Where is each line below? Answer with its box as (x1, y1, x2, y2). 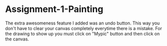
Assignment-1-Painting (5, 3, 104, 15)
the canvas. (5, 36, 29, 42)
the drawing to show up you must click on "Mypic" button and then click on (5, 30, 160, 36)
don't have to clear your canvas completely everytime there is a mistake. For (5, 25, 162, 31)
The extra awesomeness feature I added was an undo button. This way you (5, 20, 160, 26)
